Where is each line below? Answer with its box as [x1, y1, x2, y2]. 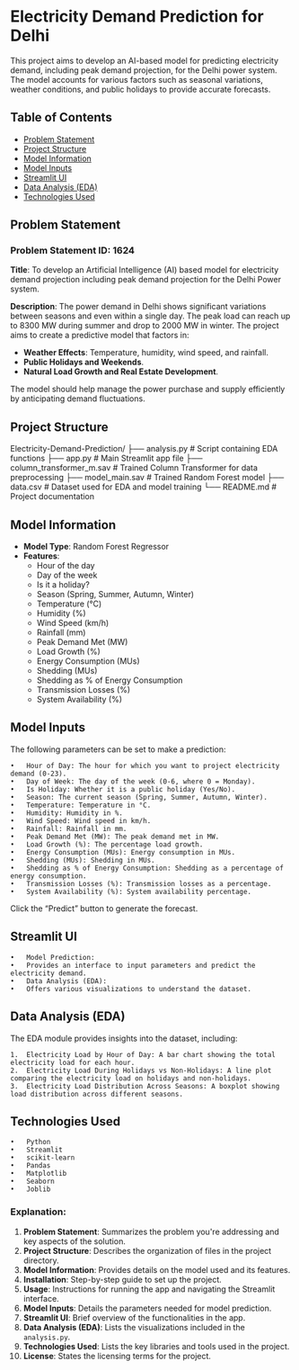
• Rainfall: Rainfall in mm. [10, 824, 128, 833]
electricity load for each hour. [10, 1058, 136, 1067]
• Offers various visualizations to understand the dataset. [10, 984, 252, 993]
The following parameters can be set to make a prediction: [10, 744, 226, 755]
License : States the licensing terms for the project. [22, 1350, 212, 1361]
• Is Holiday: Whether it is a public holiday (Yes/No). [10, 784, 236, 793]
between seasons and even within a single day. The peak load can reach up [10, 310, 291, 321]
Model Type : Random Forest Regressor [22, 542, 170, 552]
